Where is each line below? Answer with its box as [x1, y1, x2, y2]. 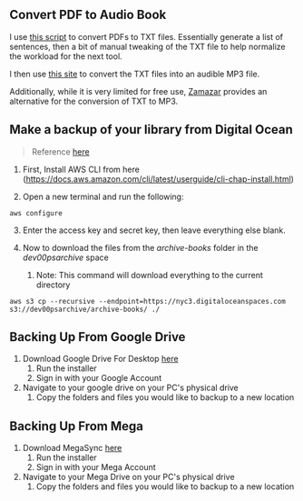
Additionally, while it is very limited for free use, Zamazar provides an [9, 85, 268, 96]
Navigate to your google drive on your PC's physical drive [22, 382, 239, 394]
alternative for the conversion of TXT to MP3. [9, 95, 179, 106]
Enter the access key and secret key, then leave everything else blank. [22, 225, 286, 235]
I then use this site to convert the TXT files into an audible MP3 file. [9, 68, 260, 79]
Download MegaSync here [22, 443, 122, 454]
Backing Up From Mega [9, 418, 143, 434]
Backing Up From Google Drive [9, 329, 186, 345]
